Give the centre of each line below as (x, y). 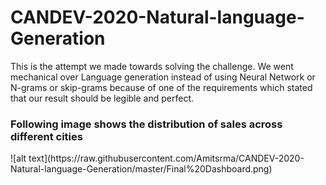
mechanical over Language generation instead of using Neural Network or (163, 77)
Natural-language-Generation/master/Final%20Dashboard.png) (141, 169)
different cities (46, 136)
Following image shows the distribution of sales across (146, 124)
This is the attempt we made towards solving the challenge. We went (152, 66)
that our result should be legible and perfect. (102, 98)
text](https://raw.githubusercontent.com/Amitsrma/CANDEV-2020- (166, 158)
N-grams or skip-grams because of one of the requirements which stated (161, 87)
